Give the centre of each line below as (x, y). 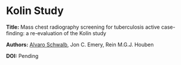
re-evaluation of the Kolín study (68, 33)
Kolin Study (35, 11)
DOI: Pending (22, 56)
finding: (15, 33)
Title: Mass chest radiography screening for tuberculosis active (83, 27)
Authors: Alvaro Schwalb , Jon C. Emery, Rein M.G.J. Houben (80, 45)
